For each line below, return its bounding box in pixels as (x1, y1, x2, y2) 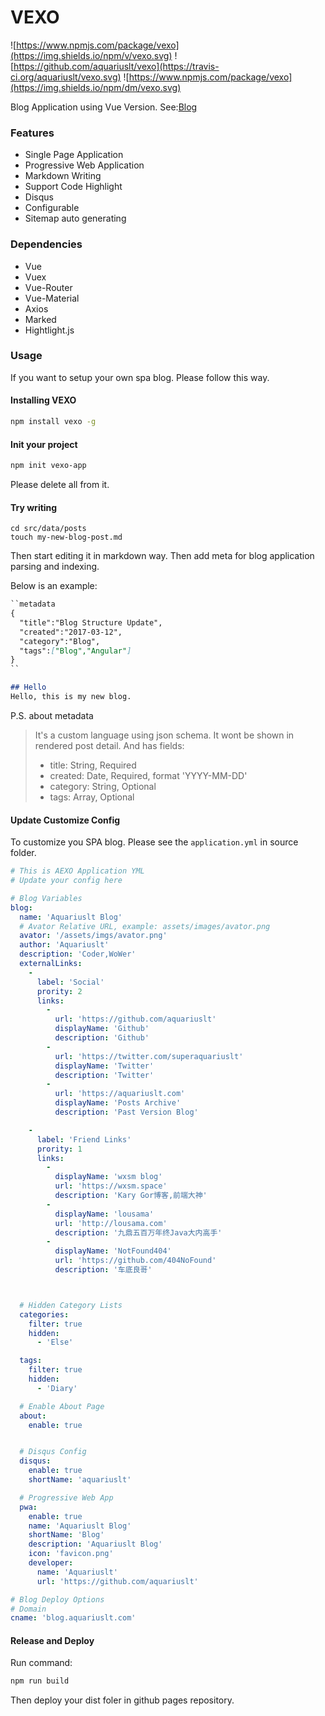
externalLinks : (19, 959, 83, 969)
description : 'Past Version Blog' (54, 1107, 199, 1118)
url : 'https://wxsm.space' (54, 1181, 168, 1191)
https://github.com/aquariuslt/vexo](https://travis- (13, 60, 220, 72)
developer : (28, 1558, 74, 1568)
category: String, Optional (49, 780, 157, 792)
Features (10, 126, 55, 140)
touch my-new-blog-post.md (10, 532, 123, 543)
